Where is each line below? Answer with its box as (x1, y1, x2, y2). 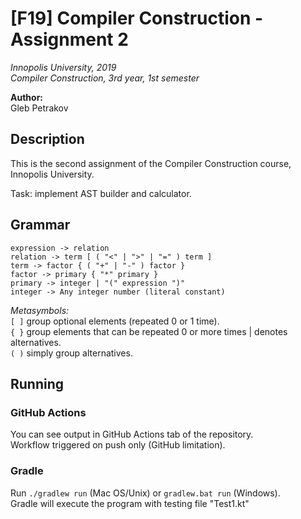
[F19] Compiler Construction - (10, 7, 264, 30)
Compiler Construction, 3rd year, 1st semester (10, 72, 200, 84)
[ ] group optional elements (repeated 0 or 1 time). (10, 315, 220, 327)
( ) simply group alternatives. (10, 347, 133, 359)
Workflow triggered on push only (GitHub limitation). (10, 439, 226, 451)
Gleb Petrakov (10, 102, 69, 114)
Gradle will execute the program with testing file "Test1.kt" (10, 497, 250, 509)
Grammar (10, 217, 71, 234)
